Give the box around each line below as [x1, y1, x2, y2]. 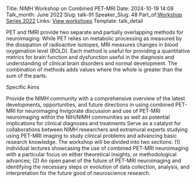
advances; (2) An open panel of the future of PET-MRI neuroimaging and [6, 157, 181, 164]
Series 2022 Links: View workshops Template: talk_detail [6, 18, 143, 24]
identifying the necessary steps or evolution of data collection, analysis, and [6, 163, 190, 170]
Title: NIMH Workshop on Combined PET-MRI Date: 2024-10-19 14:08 [6, 5, 174, 12]
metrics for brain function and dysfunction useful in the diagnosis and [6, 54, 174, 60]
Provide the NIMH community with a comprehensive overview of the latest [6, 95, 185, 102]
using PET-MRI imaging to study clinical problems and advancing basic [6, 132, 177, 139]
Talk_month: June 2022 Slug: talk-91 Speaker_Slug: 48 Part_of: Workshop [6, 11, 183, 18]
